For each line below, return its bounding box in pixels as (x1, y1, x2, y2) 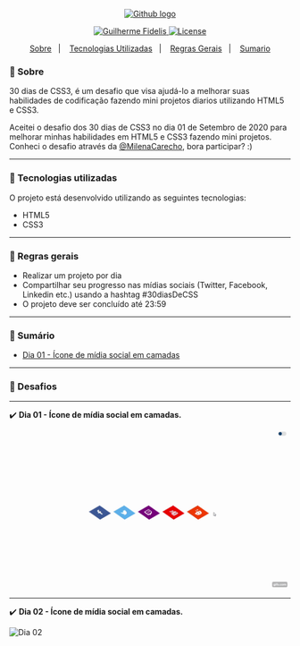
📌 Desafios (9, 380, 58, 393)
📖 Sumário (9, 329, 55, 342)
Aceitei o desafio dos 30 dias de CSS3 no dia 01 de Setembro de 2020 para (9, 122, 287, 133)
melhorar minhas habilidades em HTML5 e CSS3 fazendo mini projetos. (9, 132, 272, 142)
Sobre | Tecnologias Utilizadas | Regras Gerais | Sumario (29, 43, 271, 54)
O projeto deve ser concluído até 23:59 (21, 298, 167, 309)
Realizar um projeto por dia (21, 269, 122, 281)
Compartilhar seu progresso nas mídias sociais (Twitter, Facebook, (21, 279, 268, 290)
